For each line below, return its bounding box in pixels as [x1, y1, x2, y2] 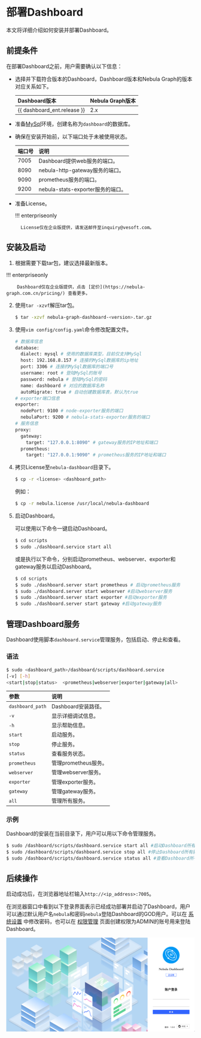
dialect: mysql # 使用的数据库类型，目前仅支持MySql [20, 351, 142, 357]
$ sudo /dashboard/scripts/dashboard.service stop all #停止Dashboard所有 [6, 849, 193, 855]
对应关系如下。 [14, 83, 52, 90]
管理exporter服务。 [51, 778, 99, 786]
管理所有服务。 [51, 797, 89, 805]
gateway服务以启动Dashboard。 [14, 563, 95, 570]
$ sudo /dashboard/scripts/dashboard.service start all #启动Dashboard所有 [6, 842, 196, 848]
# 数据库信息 [14, 339, 43, 345]
